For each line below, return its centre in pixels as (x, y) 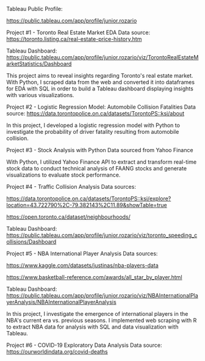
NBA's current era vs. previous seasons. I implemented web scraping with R (102, 320)
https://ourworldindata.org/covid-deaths (57, 352)
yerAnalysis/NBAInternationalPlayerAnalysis (62, 302)
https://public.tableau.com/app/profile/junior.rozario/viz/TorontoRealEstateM (103, 57)
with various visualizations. (40, 95)
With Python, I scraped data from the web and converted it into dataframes (101, 82)
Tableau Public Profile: (34, 9)
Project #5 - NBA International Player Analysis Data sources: (82, 253)
